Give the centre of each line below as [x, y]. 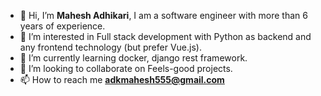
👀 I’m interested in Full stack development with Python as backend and [165, 36]
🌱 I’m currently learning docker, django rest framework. [133, 58]
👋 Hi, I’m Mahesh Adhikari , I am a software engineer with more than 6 [163, 15]
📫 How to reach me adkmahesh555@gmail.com [122, 79]
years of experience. [62, 26]
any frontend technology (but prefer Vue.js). [110, 47]
